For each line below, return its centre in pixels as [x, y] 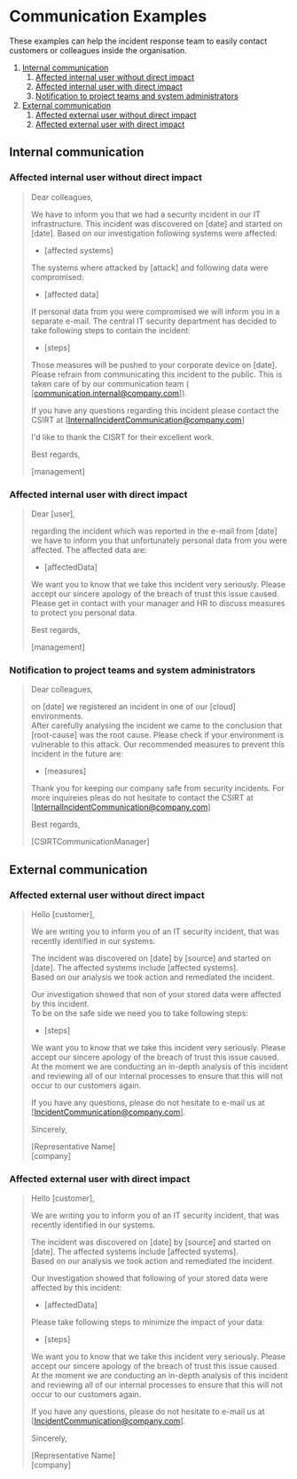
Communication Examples [108, 16]
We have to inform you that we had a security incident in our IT [146, 214]
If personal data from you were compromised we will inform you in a [155, 311]
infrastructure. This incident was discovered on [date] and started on [156, 223]
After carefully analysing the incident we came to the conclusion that [156, 725]
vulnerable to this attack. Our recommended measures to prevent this [158, 745]
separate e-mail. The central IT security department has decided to [154, 321]
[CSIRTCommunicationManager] [90, 842]
